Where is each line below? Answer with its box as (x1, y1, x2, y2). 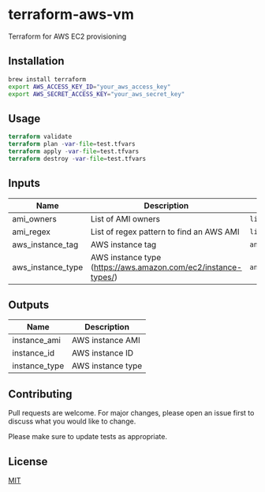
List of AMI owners (90, 213, 160, 224)
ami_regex (12, 226, 51, 237)
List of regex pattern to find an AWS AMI (90, 226, 240, 237)
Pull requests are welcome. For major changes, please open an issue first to (8, 408, 255, 418)
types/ (90, 271, 115, 282)
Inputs (8, 177, 41, 190)
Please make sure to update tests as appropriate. (8, 432, 168, 442)
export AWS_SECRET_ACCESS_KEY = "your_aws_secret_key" (8, 90, 185, 98)
